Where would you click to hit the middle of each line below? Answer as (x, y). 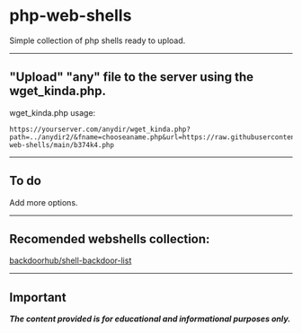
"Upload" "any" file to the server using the (132, 77)
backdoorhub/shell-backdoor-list (71, 260)
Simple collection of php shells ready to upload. (98, 40)
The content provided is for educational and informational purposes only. (150, 319)
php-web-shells (71, 16)
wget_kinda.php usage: (53, 112)
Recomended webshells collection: (110, 239)
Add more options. (44, 202)
